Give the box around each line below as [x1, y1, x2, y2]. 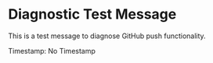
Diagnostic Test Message [8, 5, 177, 23]
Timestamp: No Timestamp [8, 46, 96, 55]
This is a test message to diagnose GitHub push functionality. [8, 31, 206, 40]
